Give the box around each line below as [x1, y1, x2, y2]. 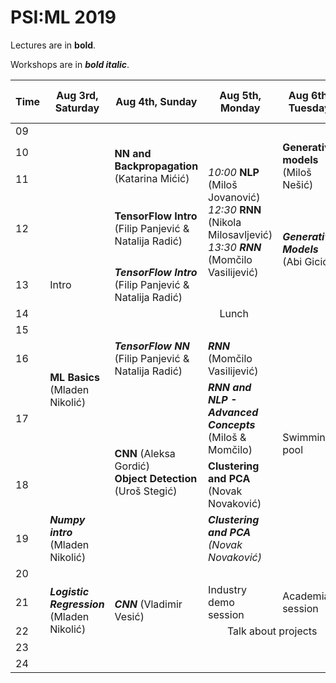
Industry [208, 582, 248, 596]
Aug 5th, [219, 88, 262, 102]
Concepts [208, 417, 256, 431]
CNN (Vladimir [114, 597, 183, 611]
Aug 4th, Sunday [115, 94, 198, 108]
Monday [219, 101, 261, 115]
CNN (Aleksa [114, 446, 176, 460]
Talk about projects [226, 624, 318, 638]
